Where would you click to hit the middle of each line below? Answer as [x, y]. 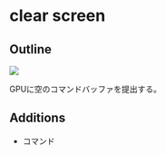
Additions [38, 118]
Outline [30, 49]
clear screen [58, 16]
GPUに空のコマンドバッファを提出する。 [85, 89]
